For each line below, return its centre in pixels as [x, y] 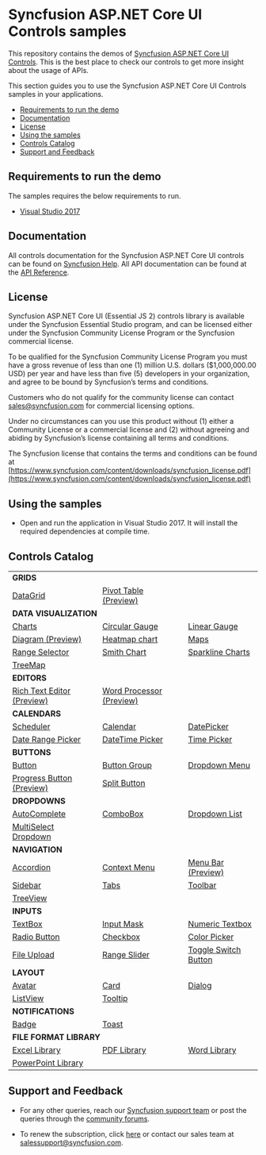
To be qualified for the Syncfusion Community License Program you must [128, 357]
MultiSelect [33, 827]
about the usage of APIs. [49, 70]
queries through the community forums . [85, 1118]
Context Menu [129, 867]
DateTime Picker [133, 739]
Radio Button [36, 937]
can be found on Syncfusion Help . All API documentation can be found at [127, 264]
